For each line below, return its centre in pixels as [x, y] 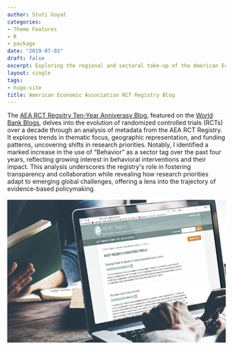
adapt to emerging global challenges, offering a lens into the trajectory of [112, 182]
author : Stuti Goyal [37, 15]
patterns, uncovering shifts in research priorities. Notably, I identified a [108, 145]
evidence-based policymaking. [51, 189]
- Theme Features [32, 29]
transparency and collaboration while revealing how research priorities [108, 174]
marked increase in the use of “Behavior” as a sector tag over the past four [114, 152]
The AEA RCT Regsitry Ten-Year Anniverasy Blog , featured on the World [110, 116]
